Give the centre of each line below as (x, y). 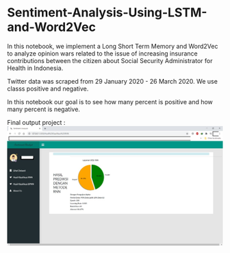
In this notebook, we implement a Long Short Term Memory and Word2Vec (113, 46)
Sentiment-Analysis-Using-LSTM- (107, 13)
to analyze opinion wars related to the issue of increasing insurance (102, 53)
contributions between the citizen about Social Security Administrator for (110, 60)
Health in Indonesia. (35, 68)
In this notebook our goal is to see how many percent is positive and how (110, 101)
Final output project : (36, 122)
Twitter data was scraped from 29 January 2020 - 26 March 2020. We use (112, 81)
